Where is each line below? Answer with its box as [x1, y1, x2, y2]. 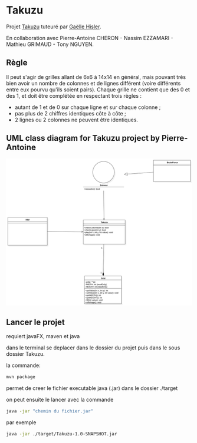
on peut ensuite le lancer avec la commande [6, 396, 114, 403]
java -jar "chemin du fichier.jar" [6, 408, 94, 414]
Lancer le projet [6, 317, 65, 327]
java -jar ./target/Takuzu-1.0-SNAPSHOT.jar [6, 431, 117, 437]
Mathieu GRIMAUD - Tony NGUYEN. [6, 41, 94, 48]
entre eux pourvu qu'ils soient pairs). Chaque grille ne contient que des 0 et [6, 86, 191, 93]
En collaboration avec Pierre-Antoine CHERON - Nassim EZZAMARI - [6, 34, 173, 41]
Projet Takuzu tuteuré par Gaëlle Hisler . [6, 23, 101, 30]
